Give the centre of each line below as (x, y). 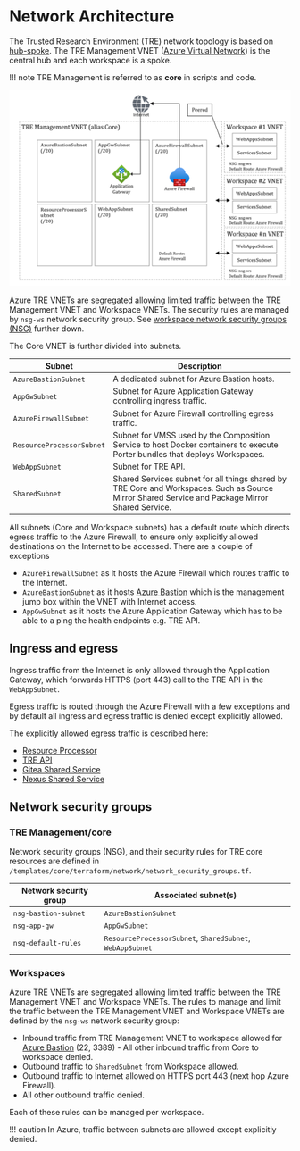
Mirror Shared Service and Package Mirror (191, 498)
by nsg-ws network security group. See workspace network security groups (148, 320)
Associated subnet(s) (196, 896)
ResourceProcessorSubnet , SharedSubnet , (177, 938)
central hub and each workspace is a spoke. (91, 60)
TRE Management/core (60, 832)
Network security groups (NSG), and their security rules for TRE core (136, 852)
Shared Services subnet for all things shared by (200, 479)
